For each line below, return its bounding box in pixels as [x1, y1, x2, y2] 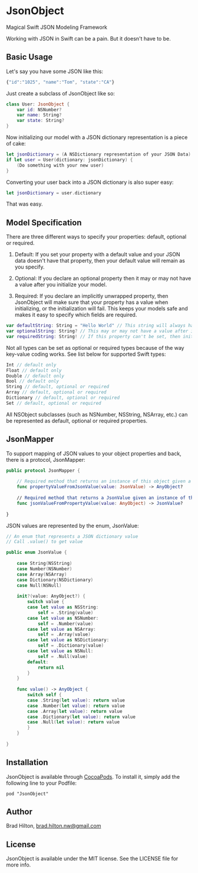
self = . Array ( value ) [37, 631, 91, 637]
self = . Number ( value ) [37, 620, 94, 627]
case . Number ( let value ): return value [27, 703, 126, 709]
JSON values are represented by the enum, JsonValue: [6, 522, 139, 529]
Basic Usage [6, 52, 53, 62]
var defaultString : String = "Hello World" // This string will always [6, 323, 186, 329]
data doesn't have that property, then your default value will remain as [14, 257, 186, 264]
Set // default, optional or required [6, 400, 101, 406]
